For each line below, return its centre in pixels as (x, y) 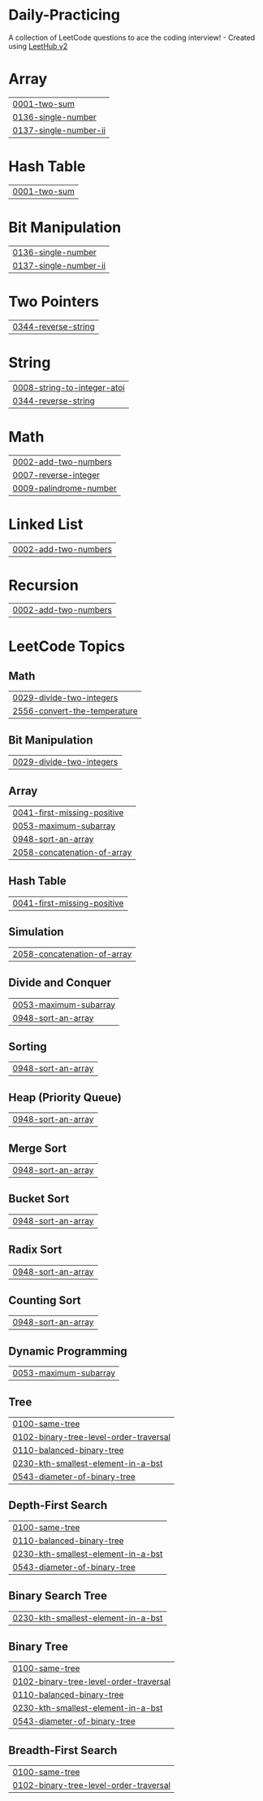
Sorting (28, 1047)
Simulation (36, 932)
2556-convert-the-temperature (75, 711)
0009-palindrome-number (65, 488)
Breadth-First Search (63, 1750)
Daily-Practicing (64, 15)
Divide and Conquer (60, 983)
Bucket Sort (39, 1199)
